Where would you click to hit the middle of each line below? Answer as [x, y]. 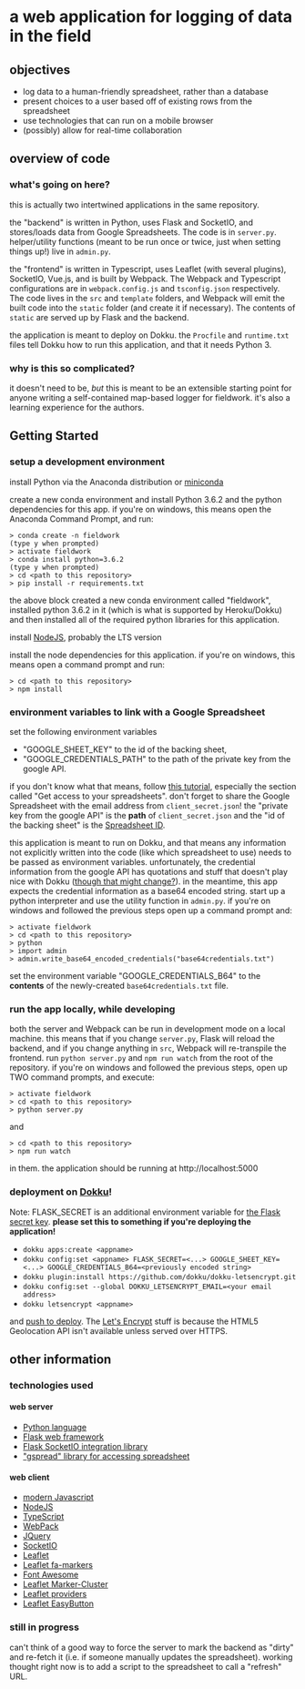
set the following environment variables [83, 731]
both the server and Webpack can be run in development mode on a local [147, 1029]
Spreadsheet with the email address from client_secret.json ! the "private [149, 805]
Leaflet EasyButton [58, 1603]
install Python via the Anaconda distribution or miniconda [117, 482]
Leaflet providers [55, 1594]
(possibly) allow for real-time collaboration [102, 130]
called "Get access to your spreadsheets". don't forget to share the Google [150, 796]
